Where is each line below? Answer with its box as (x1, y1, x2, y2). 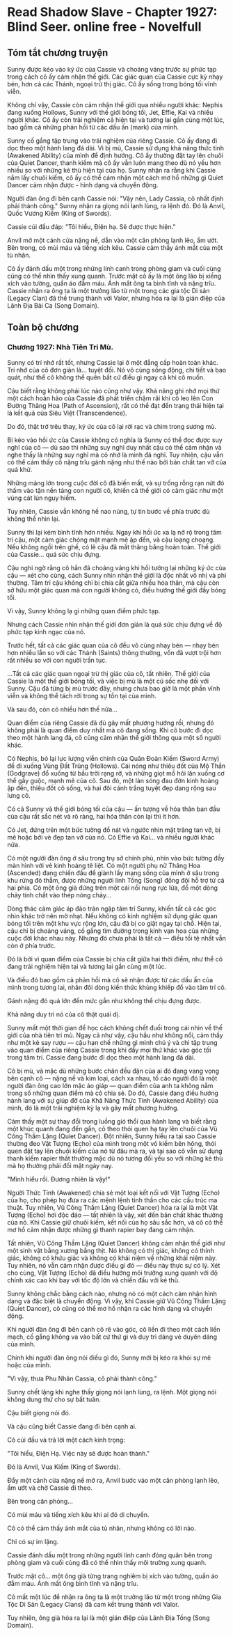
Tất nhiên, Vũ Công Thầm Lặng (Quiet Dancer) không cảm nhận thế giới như (7, 1238, 225, 1247)
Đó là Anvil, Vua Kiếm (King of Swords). (7, 1463, 121, 1471)
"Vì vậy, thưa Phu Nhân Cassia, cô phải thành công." (7, 1374, 158, 1383)
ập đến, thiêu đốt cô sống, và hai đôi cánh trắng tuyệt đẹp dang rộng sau (7, 784, 217, 792)
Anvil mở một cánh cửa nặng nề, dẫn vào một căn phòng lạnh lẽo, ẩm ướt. (7, 236, 219, 244)
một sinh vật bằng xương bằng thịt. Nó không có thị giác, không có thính (7, 1246, 214, 1254)
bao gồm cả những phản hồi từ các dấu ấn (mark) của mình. (7, 123, 179, 131)
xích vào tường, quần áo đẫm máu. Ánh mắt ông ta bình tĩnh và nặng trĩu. (7, 279, 216, 288)
